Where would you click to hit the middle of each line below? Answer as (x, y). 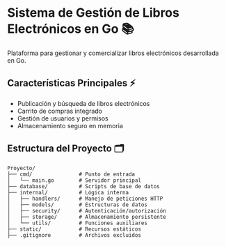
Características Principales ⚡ (71, 83)
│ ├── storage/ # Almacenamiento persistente (87, 217)
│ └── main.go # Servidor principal (74, 180)
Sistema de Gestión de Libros (93, 13)
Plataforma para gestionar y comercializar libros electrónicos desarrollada (113, 53)
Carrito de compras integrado (60, 111)
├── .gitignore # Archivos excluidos (74, 235)
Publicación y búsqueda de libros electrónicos (83, 103)
